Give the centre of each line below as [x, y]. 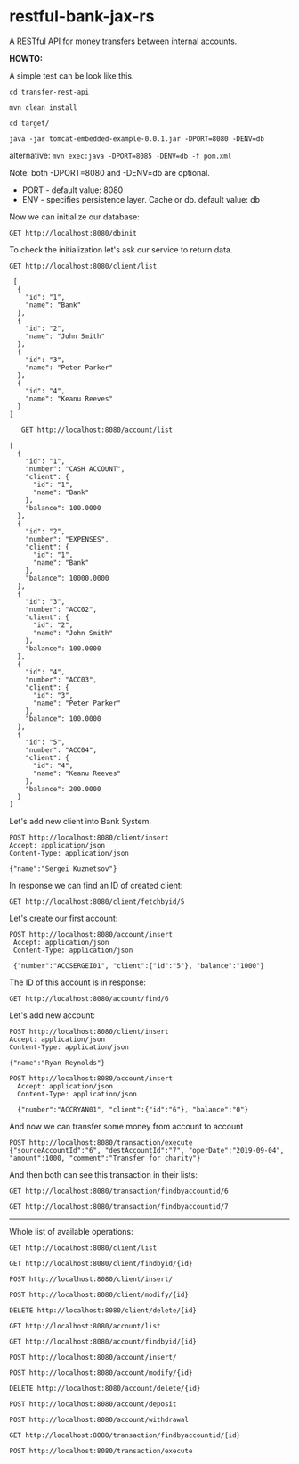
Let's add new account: [53, 1015]
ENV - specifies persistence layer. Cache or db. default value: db [141, 199]
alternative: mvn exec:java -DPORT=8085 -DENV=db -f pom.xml [121, 155]
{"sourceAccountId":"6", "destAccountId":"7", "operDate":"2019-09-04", [147, 1150]
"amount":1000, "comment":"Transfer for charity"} [105, 1158]
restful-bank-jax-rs [82, 17]
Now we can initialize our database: [74, 217]
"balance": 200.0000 [63, 789]
